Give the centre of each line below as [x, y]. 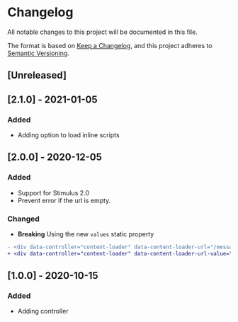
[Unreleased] [37, 75]
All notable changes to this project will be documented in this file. [103, 32]
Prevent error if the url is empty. [64, 200]
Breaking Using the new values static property [86, 234]
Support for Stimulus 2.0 [53, 192]
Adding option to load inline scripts [68, 135]
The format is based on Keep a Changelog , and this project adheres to [110, 45]
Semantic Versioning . [38, 53]
